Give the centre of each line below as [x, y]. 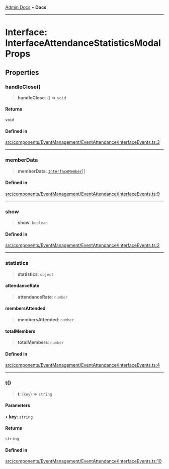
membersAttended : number [46, 319]
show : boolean [32, 223]
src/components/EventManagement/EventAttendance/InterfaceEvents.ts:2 [82, 245]
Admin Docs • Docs [26, 7]
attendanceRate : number [43, 297]
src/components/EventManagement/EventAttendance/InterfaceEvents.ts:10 [83, 461]
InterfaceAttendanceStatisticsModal [83, 43]
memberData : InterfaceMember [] [51, 171]
